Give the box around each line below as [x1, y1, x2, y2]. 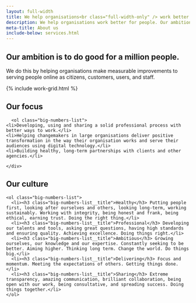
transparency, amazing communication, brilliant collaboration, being [6, 276, 181, 282]
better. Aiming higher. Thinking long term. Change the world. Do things [6, 246, 190, 252]
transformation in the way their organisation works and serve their [6, 138, 179, 144]
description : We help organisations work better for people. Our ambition [6, 19, 192, 25]
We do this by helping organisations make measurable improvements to [6, 67, 178, 74]
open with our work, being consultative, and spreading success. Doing [6, 281, 184, 287]
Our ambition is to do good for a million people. [6, 52, 180, 62]
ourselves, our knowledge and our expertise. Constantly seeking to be [6, 241, 184, 246]
